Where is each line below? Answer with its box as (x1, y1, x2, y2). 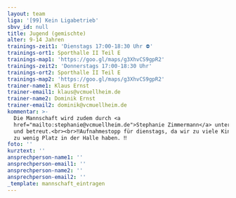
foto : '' (7, 141, 33, 148)
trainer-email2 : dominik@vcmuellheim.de (7, 102, 128, 109)
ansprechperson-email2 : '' (7, 173, 86, 180)
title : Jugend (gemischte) (7, 29, 86, 37)
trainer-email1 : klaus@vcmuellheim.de (7, 88, 121, 95)
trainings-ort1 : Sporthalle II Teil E (7, 50, 121, 57)
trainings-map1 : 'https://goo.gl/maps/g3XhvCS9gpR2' (7, 56, 165, 63)
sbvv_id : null (7, 23, 49, 30)
